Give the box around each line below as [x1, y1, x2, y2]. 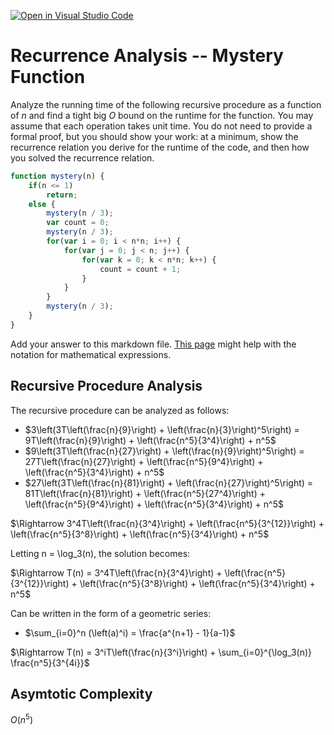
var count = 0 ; [46, 218, 110, 228]
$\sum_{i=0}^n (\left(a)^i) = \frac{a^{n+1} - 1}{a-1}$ [24, 626, 236, 639]
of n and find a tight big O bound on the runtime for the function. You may [10, 109, 314, 121]
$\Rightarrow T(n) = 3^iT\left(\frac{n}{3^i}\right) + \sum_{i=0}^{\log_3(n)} [10, 646, 313, 658]
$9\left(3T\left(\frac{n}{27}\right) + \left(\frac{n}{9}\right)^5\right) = [24, 445, 305, 457]
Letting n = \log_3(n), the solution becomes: [10, 547, 191, 559]
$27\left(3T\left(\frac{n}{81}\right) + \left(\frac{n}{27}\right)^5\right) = [24, 476, 314, 489]
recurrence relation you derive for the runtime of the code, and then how [10, 141, 310, 153]
